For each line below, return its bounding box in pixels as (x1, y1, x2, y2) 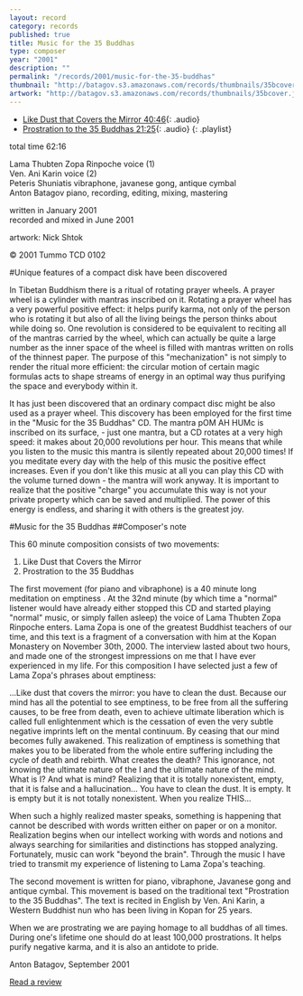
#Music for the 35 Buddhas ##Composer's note (9, 521, 187, 531)
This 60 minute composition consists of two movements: (9, 539, 220, 550)
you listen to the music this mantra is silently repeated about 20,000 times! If (9, 446, 294, 456)
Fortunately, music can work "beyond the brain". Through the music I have (9, 849, 286, 860)
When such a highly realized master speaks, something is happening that (9, 810, 281, 821)
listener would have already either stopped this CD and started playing (9, 602, 271, 613)
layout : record (9, 13, 67, 23)
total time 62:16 (9, 141, 67, 152)
